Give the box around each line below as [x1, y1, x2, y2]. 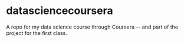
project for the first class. [6, 29, 68, 36]
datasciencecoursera [6, 4, 113, 17]
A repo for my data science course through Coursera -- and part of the [6, 23, 179, 30]
